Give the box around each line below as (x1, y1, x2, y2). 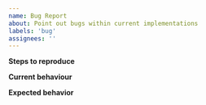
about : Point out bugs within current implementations (8, 19, 199, 27)
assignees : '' (8, 34, 57, 43)
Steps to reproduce (8, 57, 75, 66)
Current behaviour (8, 72, 72, 82)
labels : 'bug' (8, 27, 57, 35)
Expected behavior (8, 88, 74, 98)
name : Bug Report (8, 11, 68, 20)
